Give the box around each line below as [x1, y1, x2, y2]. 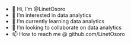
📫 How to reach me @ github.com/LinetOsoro [11, 31, 126, 37]
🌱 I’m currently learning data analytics [11, 18, 105, 24]
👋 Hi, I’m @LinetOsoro [11, 6, 66, 12]
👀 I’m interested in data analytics [11, 12, 92, 19]
